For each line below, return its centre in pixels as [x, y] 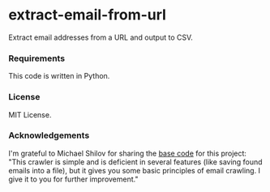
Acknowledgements [49, 135]
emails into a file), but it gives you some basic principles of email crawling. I [135, 170]
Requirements [37, 58]
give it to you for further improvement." [73, 179]
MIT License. [30, 114]
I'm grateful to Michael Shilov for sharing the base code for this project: [128, 153]
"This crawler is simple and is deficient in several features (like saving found [135, 162]
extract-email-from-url [87, 15]
